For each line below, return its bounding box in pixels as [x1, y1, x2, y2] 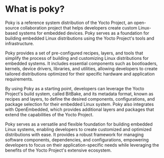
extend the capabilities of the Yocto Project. [5, 111, 94, 117]
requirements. [5, 76, 33, 82]
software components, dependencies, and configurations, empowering [5, 136, 149, 143]
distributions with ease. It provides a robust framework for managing [5, 132, 144, 137]
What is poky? [5, 3, 65, 15]
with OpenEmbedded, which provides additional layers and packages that [5, 106, 154, 112]
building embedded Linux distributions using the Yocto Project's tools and [5, 35, 155, 41]
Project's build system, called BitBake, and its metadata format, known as [5, 91, 154, 97]
